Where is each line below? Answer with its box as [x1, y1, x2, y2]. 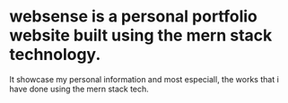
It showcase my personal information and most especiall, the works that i [9, 73, 280, 84]
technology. [9, 45, 101, 64]
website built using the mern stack [9, 25, 273, 46]
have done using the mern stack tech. [9, 83, 150, 94]
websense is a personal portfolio [9, 6, 257, 27]
